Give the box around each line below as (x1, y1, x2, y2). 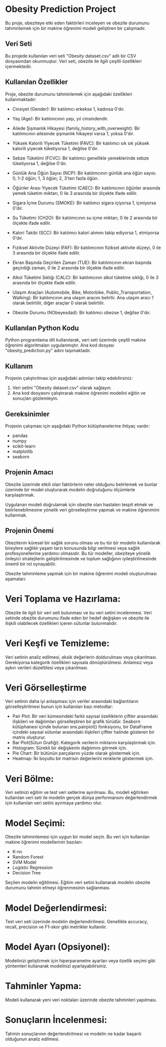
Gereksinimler (5, 410, 50, 418)
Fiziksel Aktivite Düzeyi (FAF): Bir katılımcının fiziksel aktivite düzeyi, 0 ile (12, 245, 161, 251)
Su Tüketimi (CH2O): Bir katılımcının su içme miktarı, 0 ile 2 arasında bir (12, 215, 158, 221)
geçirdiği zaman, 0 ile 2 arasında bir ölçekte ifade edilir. (12, 264, 125, 270)
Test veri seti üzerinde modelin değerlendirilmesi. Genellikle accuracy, (5, 919, 148, 925)
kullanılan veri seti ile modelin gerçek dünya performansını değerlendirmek (5, 794, 158, 801)
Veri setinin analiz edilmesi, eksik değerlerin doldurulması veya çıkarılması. (5, 654, 158, 660)
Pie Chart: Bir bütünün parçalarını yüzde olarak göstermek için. (12, 750, 141, 756)
